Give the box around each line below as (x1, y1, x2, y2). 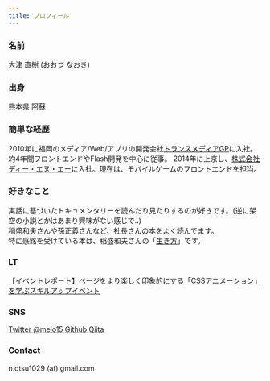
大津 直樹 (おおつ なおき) (8, 60, 91, 69)
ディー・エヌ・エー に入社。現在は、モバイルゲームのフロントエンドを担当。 (8, 164, 261, 173)
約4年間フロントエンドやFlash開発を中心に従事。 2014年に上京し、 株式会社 (8, 154, 260, 164)
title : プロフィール (8, 11, 70, 20)
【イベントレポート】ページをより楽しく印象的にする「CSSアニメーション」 (8, 275, 262, 286)
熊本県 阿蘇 (8, 101, 46, 111)
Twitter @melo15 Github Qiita (8, 325, 104, 334)
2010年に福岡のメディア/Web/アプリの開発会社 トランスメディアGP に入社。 (8, 143, 257, 153)
